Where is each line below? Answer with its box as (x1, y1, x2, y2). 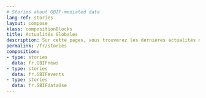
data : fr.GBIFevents (12, 71, 64, 77)
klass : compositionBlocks (6, 26, 72, 32)
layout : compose (6, 20, 48, 26)
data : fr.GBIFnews (12, 60, 59, 66)
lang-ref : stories (6, 15, 53, 21)
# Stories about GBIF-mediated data (6, 9, 100, 15)
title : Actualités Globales (6, 32, 78, 38)
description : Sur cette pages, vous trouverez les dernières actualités (6, 37, 196, 43)
